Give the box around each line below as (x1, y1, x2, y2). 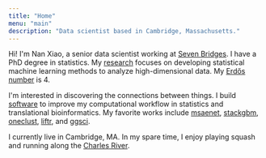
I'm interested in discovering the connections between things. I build (8, 91, 237, 100)
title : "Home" (8, 11, 57, 20)
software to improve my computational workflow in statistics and (8, 99, 224, 109)
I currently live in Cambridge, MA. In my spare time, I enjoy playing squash (8, 132, 256, 142)
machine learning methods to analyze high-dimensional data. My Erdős (8, 66, 246, 76)
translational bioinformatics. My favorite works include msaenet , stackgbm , (8, 108, 259, 117)
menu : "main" (8, 19, 53, 28)
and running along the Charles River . (8, 141, 130, 151)
